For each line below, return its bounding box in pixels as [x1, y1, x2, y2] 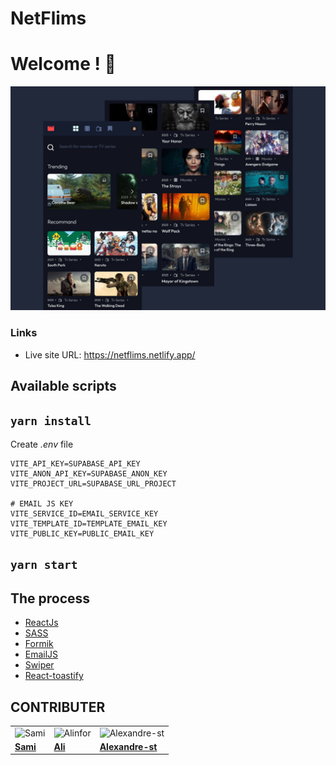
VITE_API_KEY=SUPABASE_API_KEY [10, 458, 141, 469]
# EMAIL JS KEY [10, 498, 74, 509]
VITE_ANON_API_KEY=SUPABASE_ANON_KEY [10, 468, 168, 479]
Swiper [24, 659, 55, 671]
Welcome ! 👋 [10, 53, 117, 76]
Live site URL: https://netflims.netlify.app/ [24, 348, 196, 361]
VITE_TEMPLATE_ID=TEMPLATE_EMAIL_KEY [10, 518, 168, 529]
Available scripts [10, 378, 117, 395]
